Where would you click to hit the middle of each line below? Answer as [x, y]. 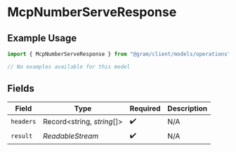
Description [188, 108]
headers [24, 122]
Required [145, 108]
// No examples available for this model [69, 67]
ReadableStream [71, 136]
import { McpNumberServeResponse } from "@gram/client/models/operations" [119, 54]
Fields [21, 89]
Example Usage [42, 38]
